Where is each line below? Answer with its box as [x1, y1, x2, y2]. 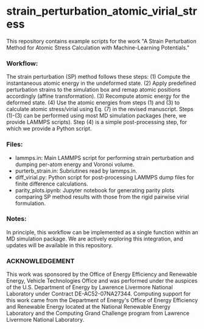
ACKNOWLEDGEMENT [6, 256, 75, 265]
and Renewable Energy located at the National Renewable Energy [6, 303, 171, 311]
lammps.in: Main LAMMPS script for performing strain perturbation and [15, 154, 194, 161]
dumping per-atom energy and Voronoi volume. [15, 161, 135, 168]
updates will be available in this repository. [6, 241, 113, 248]
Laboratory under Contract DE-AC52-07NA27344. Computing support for [6, 290, 191, 297]
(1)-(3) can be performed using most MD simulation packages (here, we [6, 112, 187, 120]
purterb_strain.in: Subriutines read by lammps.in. [15, 167, 138, 175]
